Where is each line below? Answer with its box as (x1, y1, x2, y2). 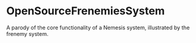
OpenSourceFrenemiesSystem (6, 4, 166, 18)
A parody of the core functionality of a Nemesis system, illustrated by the (6, 24, 190, 31)
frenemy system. (6, 30, 49, 37)
